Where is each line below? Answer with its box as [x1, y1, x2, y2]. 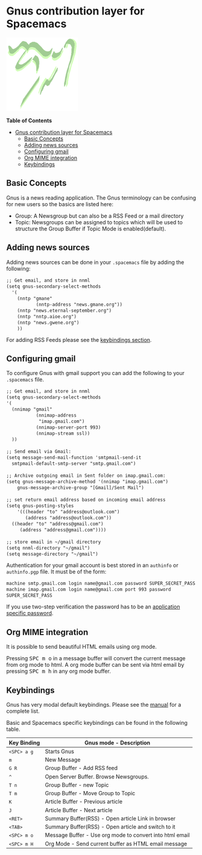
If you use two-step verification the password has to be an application [6, 603, 180, 610]
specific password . [6, 610, 54, 617]
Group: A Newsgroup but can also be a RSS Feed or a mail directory [14, 212, 184, 219]
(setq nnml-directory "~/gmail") [6, 545, 90, 551]
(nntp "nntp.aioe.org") [17, 314, 77, 320]
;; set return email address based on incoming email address [6, 497, 166, 503]
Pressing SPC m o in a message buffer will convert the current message [6, 655, 186, 662]
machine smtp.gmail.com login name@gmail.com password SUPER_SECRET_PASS [6, 581, 196, 587]
